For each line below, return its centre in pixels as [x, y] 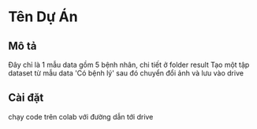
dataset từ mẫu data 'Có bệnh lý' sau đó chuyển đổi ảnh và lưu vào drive [126, 73]
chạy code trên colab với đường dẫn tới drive [81, 116]
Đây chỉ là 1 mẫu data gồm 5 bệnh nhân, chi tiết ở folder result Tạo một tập [129, 64]
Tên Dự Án [43, 17]
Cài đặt [26, 98]
